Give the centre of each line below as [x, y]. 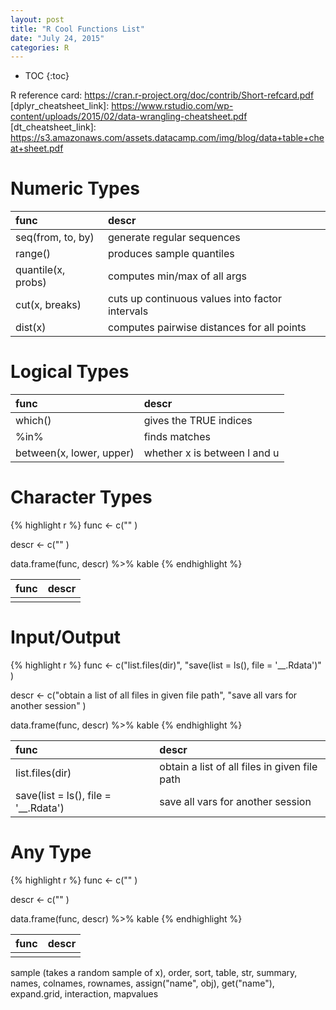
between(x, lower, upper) [75, 453]
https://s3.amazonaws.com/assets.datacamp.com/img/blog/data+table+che [167, 138]
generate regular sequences [174, 238]
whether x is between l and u [211, 453]
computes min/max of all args [177, 276]
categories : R [40, 47]
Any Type [51, 852]
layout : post [37, 19]
